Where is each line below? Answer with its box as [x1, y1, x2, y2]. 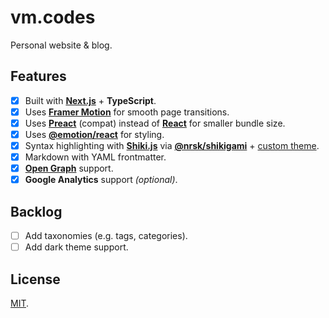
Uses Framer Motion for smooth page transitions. [24, 106, 230, 118]
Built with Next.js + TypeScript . [24, 94, 157, 106]
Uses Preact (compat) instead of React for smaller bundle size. [24, 117, 286, 129]
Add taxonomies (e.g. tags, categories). [24, 230, 188, 242]
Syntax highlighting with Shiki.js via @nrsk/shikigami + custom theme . [24, 140, 320, 151]
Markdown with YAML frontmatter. [24, 151, 167, 163]
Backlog [10, 203, 63, 220]
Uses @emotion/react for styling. [24, 128, 165, 140]
